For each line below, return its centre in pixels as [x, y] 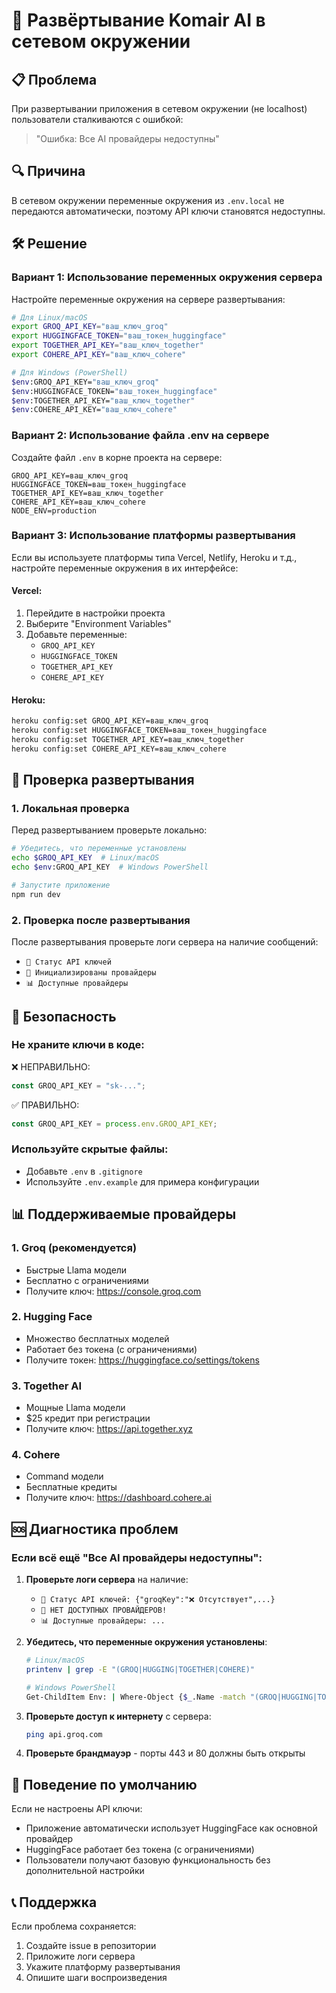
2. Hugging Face [52, 1317]
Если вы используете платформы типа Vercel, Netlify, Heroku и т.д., [154, 557]
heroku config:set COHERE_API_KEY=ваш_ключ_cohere [119, 749]
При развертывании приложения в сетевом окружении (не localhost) [159, 108]
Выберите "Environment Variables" [98, 624]
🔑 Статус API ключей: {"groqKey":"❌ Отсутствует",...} [158, 1600]
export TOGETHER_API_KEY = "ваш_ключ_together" [107, 345]
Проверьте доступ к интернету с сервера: [118, 1716]
